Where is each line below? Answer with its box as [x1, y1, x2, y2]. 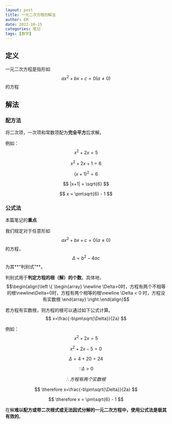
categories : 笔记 [5, 27, 41, 32]
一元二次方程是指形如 [5, 66, 50, 72]
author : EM [5, 17, 29, 22]
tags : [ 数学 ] [5, 31, 32, 36]
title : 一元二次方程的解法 [5, 12, 56, 17]
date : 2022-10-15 [5, 21, 42, 27]
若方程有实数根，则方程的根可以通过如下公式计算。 [5, 307, 113, 313]
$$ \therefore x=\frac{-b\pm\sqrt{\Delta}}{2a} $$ [34, 387, 138, 393]
